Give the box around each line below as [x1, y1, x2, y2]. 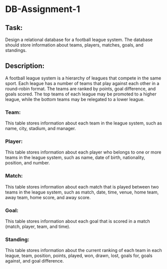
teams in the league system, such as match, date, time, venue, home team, [5, 189, 159, 195]
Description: [5, 61, 45, 70]
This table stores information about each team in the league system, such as [5, 120, 162, 126]
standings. [5, 47, 27, 53]
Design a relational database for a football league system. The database [5, 36, 153, 42]
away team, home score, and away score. [5, 194, 91, 200]
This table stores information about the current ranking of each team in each [5, 247, 162, 253]
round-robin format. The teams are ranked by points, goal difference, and [5, 85, 156, 91]
